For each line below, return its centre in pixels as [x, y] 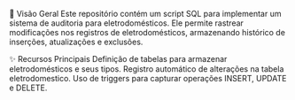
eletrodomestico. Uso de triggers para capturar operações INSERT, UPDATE [148, 78]
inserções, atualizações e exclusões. [76, 42]
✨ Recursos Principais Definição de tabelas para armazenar [118, 59]
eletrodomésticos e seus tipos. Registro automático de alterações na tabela [147, 69]
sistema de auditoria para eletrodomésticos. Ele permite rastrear [126, 23]
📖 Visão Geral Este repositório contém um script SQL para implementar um [145, 14]
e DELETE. [28, 88]
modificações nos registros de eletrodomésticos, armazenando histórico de [147, 32]
